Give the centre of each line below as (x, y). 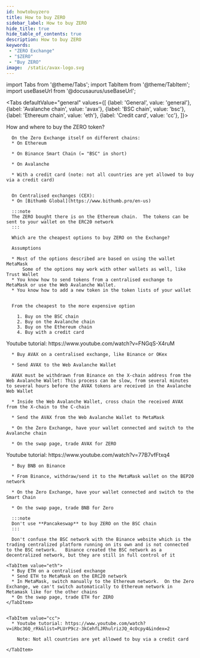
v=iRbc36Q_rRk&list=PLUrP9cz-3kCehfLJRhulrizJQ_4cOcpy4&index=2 (88, 629)
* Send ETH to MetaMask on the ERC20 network (69, 576)
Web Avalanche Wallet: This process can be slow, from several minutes (97, 381)
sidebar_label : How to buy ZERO (46, 23)
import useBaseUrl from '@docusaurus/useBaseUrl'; (71, 91)
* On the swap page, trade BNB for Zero (63, 508)
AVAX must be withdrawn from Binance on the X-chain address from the (101, 376)
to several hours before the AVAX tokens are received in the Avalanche (99, 386)
